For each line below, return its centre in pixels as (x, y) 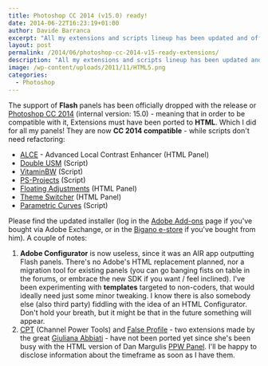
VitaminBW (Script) (51, 171)
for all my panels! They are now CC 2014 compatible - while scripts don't (129, 130)
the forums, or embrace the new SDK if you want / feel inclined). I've (132, 278)
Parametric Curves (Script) (64, 205)
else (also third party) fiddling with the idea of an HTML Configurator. (133, 304)
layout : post (30, 45)
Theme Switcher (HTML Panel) (71, 197)
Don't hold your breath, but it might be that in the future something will (136, 313)
